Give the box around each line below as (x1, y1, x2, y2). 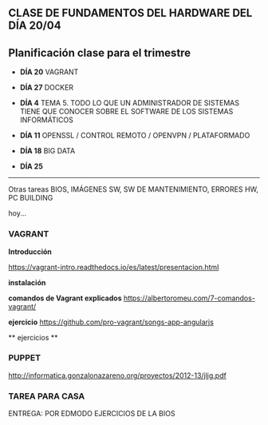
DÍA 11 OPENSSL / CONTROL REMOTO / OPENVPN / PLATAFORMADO (19, 131, 250, 141)
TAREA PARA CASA (8, 391, 85, 402)
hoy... (8, 209, 26, 218)
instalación (8, 277, 46, 287)
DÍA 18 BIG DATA (19, 146, 76, 156)
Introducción (8, 247, 52, 256)
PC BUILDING (8, 193, 53, 203)
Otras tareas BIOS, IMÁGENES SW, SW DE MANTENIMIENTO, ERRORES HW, (8, 185, 259, 194)
